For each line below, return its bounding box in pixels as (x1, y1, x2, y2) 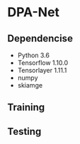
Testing (7, 125, 42, 138)
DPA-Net (7, 4, 60, 20)
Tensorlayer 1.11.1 (17, 66, 67, 74)
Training (7, 102, 45, 114)
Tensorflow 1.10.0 (17, 59, 69, 67)
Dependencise (7, 32, 73, 44)
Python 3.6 (17, 51, 50, 59)
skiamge (17, 81, 43, 89)
